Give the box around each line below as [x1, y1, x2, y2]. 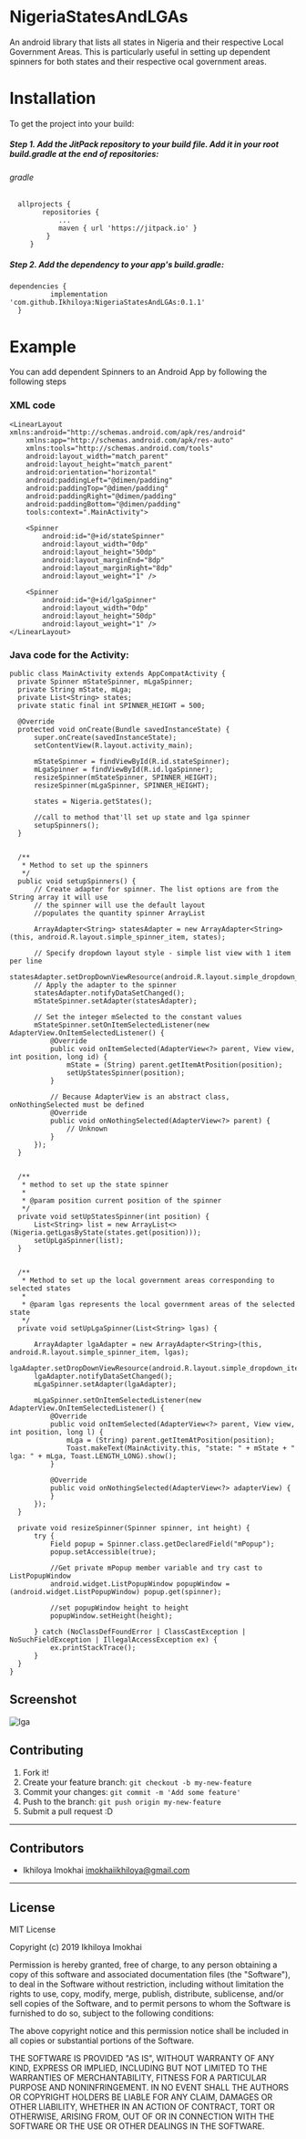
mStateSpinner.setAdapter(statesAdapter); [33, 996, 198, 1006]
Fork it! [22, 1767, 50, 1778]
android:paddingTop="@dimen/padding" [25, 484, 169, 493]
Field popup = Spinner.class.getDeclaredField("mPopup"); [49, 1539, 275, 1549]
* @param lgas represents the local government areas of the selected [21, 1299, 296, 1309]
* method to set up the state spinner [21, 1180, 169, 1189]
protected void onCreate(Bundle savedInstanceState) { [17, 725, 230, 734]
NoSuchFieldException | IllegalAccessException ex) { [9, 1635, 219, 1644]
